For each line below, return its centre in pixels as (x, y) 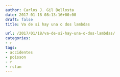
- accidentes (19, 52)
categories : (18, 38)
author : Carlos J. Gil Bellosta (40, 10)
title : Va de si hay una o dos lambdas (48, 24)
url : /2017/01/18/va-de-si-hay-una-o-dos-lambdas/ (60, 34)
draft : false (19, 19)
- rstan (14, 67)
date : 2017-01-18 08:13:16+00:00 (41, 15)
